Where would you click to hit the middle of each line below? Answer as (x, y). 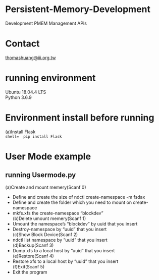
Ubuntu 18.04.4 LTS (26, 92)
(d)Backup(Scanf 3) (33, 245)
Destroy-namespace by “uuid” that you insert (60, 229)
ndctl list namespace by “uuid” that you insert (60, 240)
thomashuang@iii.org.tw (31, 58)
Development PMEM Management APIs (46, 23)
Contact (22, 44)
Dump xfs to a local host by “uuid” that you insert (64, 250)
